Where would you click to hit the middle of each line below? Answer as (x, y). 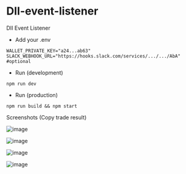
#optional (19, 61)
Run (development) (39, 72)
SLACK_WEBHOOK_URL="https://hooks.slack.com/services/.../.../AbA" (94, 56)
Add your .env (33, 39)
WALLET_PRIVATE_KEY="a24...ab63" (49, 51)
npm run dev (21, 84)
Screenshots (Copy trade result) (46, 117)
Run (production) (36, 95)
